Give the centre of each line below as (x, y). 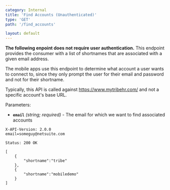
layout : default (22, 34)
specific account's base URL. (36, 95)
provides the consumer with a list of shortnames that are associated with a (84, 54)
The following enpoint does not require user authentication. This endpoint (85, 48)
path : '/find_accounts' (31, 24)
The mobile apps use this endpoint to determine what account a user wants (85, 69)
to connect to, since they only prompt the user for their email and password (85, 74)
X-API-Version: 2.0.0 (28, 130)
